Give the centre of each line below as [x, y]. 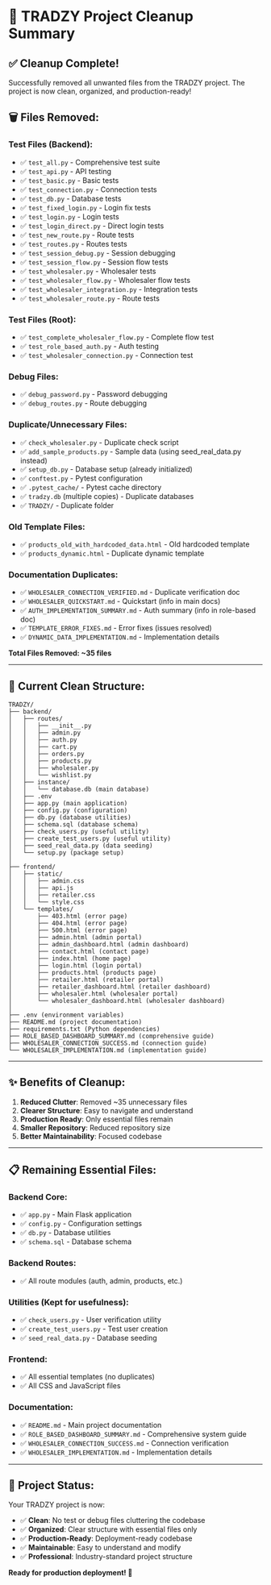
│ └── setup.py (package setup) [67, 853]
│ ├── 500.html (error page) [68, 930]
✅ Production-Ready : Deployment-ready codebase [106, 1538]
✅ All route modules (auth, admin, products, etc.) [101, 1280]
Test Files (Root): [42, 319]
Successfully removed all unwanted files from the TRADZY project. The [127, 83]
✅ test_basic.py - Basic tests [69, 180]
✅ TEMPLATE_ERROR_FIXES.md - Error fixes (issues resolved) [116, 628]
